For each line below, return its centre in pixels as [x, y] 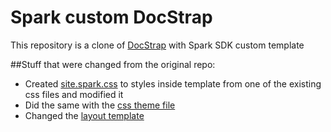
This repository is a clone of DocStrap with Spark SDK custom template [157, 45]
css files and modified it [74, 94]
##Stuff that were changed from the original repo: [113, 64]
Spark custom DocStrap [111, 17]
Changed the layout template [84, 115]
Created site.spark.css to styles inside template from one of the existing [173, 83]
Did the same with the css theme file [100, 105]
